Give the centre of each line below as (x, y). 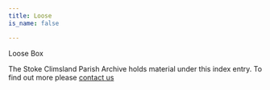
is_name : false (34, 23)
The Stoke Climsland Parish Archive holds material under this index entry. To (135, 68)
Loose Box (26, 53)
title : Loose (30, 16)
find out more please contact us (61, 77)
